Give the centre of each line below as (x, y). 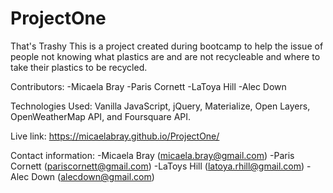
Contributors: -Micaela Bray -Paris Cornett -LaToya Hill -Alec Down (148, 86)
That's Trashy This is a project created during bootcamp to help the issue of (167, 46)
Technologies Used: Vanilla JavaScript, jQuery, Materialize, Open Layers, (160, 106)
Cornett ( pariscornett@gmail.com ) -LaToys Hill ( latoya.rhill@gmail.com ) (157, 166)
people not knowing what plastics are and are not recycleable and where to (165, 56)
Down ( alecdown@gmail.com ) (93, 176)
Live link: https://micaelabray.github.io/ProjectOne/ (115, 136)
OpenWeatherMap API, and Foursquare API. (101, 116)
